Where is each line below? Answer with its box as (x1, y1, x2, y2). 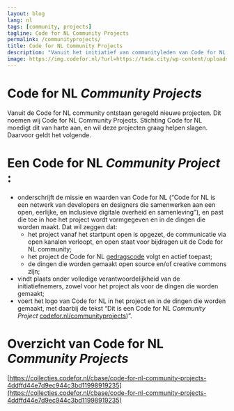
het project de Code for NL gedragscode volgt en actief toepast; (27, 252, 212, 261)
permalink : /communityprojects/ (7, 36, 101, 43)
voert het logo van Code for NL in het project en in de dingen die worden (17, 297, 226, 305)
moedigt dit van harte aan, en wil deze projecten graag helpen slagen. (7, 123, 208, 132)
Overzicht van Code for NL (7, 336, 164, 352)
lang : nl (7, 17, 33, 24)
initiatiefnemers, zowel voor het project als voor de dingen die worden (17, 281, 219, 290)
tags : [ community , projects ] (7, 23, 92, 30)
